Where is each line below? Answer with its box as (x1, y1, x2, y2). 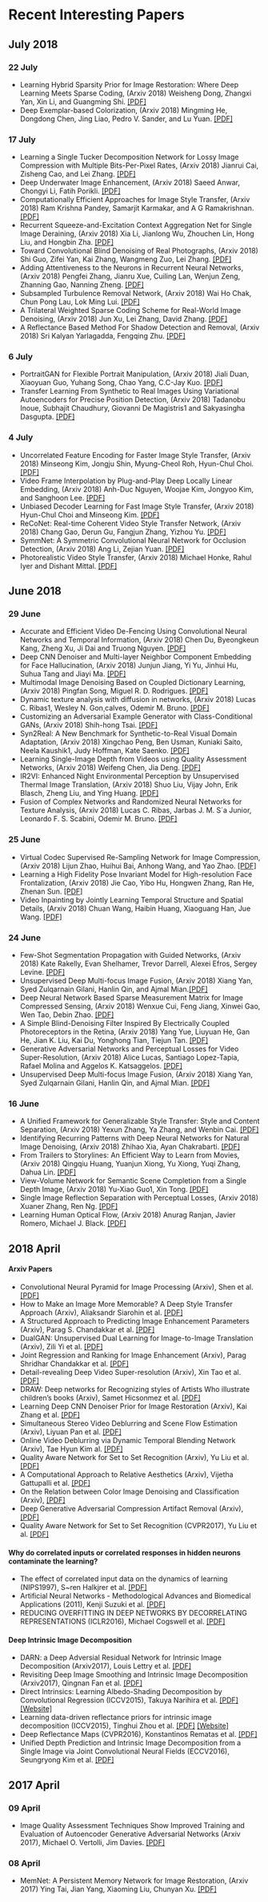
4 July (8, 432, 34, 443)
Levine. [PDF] (19, 967, 66, 977)
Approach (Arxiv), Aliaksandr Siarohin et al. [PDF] (19, 1308, 183, 1317)
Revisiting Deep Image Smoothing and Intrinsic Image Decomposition (19, 1670, 248, 1680)
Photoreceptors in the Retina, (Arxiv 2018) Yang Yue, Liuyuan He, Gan (19, 1027, 250, 1036)
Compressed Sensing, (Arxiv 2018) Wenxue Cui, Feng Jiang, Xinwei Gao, (19, 1001, 261, 1012)
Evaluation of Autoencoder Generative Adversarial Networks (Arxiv (19, 1829, 242, 1839)
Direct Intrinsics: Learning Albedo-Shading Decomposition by (19, 1687, 222, 1697)
